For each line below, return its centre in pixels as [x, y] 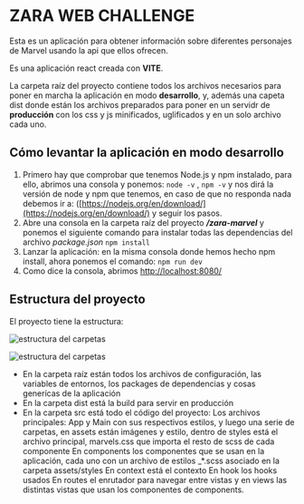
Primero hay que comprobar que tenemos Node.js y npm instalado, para [157, 174]
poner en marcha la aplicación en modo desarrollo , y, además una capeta [147, 95]
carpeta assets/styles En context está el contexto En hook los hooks [150, 470]
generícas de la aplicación [71, 393]
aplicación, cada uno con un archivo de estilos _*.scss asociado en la [151, 460]
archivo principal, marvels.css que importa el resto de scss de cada [148, 441]
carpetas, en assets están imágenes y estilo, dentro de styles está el [150, 431]
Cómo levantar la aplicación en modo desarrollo [147, 153]
